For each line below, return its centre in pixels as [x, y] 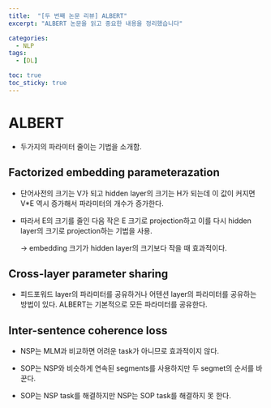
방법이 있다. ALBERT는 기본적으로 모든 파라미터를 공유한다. [114, 304]
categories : [28, 38]
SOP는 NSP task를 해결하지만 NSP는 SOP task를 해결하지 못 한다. [125, 396]
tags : [17, 54]
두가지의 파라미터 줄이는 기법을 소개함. [81, 146]
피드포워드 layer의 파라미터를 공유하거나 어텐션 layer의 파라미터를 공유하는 [138, 294]
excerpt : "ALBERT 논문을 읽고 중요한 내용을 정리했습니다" [96, 24]
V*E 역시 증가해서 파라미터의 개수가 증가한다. [92, 203]
